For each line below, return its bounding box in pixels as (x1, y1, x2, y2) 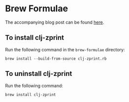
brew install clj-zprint (5, 92, 56, 97)
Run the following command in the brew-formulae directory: (5, 46, 125, 52)
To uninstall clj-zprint (5, 69, 72, 78)
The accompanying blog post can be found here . (5, 19, 104, 25)
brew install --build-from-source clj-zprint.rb (5, 56, 107, 61)
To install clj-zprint (5, 34, 64, 42)
